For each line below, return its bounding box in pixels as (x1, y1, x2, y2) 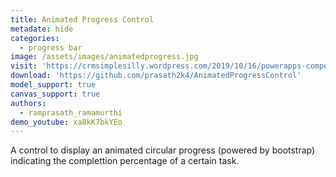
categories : (10, 33, 60, 43)
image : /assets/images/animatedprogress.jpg (10, 52, 199, 62)
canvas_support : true (10, 89, 101, 99)
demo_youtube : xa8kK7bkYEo (10, 117, 123, 127)
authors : (10, 98, 47, 108)
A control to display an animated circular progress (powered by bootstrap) (10, 144, 316, 156)
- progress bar (19, 42, 83, 53)
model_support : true (10, 80, 97, 90)
